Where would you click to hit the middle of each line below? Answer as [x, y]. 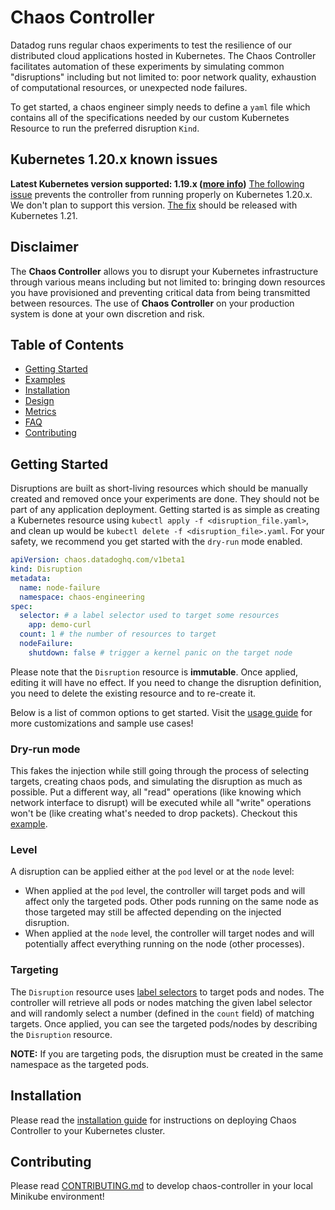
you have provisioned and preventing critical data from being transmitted [160, 292]
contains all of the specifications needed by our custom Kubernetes [150, 117]
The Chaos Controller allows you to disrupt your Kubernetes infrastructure [164, 271]
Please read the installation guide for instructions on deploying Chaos [153, 1120]
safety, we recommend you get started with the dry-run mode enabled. [156, 542]
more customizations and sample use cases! [102, 723]
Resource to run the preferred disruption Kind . [105, 128]
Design [39, 401]
